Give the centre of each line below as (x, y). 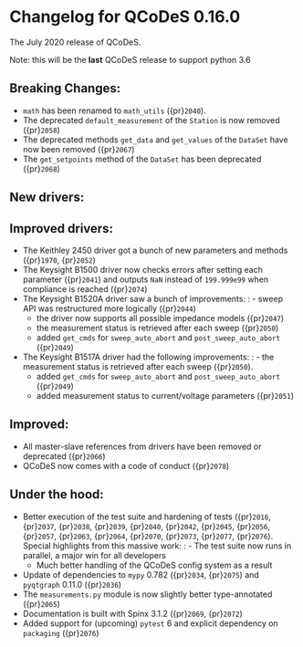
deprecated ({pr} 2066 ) (64, 456)
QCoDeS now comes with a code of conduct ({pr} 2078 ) (126, 465)
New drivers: (47, 198)
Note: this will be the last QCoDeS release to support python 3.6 (130, 59)
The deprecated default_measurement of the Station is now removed (151, 120)
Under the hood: (57, 495)
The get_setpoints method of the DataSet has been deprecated (142, 159)
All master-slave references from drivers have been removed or (142, 446)
